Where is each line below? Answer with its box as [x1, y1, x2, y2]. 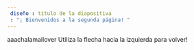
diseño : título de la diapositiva [10, 10, 112, 17]
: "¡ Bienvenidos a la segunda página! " [10, 16, 130, 23]
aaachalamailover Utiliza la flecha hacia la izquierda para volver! [7, 35, 189, 43]
